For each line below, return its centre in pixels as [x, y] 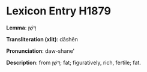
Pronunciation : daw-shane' [40, 51]
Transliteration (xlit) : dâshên [42, 39]
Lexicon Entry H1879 [58, 11]
